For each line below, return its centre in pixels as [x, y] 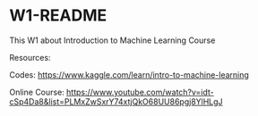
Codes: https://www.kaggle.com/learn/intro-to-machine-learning [129, 75]
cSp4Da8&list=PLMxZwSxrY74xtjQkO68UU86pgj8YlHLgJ [116, 101]
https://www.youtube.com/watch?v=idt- [140, 92]
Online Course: [37, 92]
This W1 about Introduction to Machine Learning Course [112, 40]
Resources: [30, 57]
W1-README [58, 16]
